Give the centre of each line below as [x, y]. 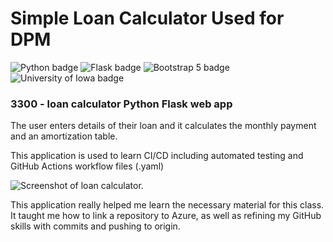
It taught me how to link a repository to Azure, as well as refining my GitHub [166, 216]
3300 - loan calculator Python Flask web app [121, 104]
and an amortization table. [64, 136]
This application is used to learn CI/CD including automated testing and [157, 156]
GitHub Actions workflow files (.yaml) [87, 166]
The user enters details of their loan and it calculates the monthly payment [163, 126]
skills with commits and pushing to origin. [95, 226]
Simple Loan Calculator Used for [147, 18]
